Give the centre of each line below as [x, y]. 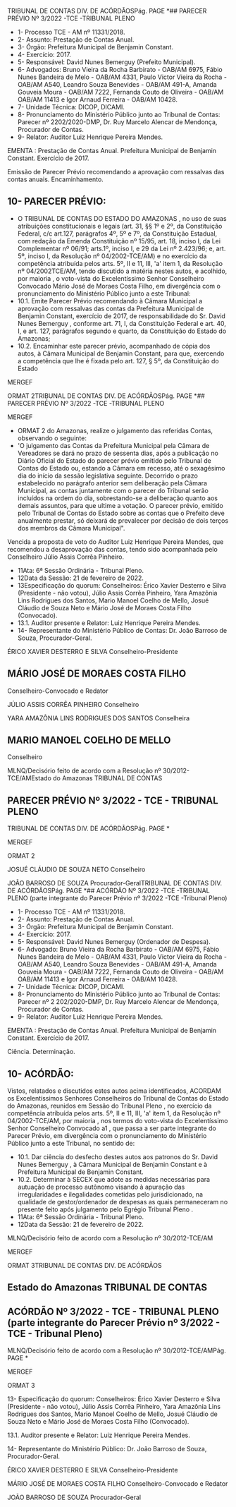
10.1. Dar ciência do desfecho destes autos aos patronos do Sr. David [118, 1157]
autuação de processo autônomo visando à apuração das [101, 1187]
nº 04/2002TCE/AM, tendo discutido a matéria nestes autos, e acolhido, [122, 271]
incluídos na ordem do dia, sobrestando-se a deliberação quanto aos [118, 498]
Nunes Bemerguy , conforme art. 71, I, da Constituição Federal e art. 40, [122, 323]
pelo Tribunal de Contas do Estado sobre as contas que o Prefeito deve [121, 513]
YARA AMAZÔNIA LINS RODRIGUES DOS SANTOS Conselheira [99, 718]
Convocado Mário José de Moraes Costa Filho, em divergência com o [119, 286]
